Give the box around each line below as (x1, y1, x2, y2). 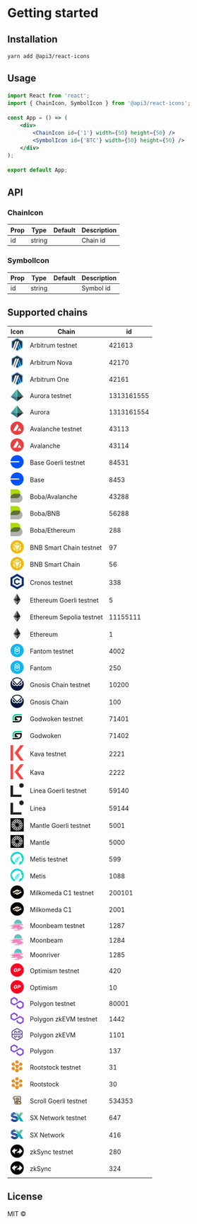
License (7, 1191, 43, 1203)
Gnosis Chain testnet (30, 681, 90, 689)
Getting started (7, 5, 99, 21)
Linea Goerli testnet (30, 786, 87, 795)
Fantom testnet (30, 647, 74, 655)
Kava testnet (30, 749, 67, 758)
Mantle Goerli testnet (30, 821, 91, 829)
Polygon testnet (30, 999, 76, 1008)
